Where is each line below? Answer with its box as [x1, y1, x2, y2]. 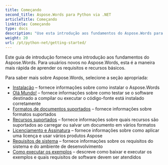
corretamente [12, 100, 41, 106]
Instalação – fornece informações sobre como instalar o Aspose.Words [12, 84, 160, 90]
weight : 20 [5, 36, 28, 41]
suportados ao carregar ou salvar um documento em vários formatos [12, 122, 156, 128]
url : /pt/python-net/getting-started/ [5, 40, 87, 45]
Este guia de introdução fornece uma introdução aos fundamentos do [5, 54, 149, 60]
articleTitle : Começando [5, 17, 57, 22]
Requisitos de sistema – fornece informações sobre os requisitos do [12, 138, 153, 144]
